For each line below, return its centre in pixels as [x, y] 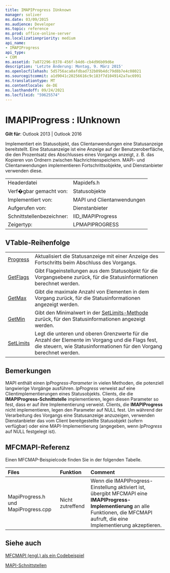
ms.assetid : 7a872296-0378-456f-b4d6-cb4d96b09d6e [60, 62]
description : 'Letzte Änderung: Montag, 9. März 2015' [64, 66]
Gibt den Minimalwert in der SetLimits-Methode [91, 313]
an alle [142, 506]
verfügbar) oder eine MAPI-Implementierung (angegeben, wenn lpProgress [84, 426]
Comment [103, 472]
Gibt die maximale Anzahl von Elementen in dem [92, 292]
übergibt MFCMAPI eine [119, 493]
